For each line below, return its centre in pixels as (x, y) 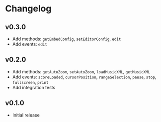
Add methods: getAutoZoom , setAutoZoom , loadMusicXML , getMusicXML (81, 71)
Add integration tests (34, 87)
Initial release (26, 115)
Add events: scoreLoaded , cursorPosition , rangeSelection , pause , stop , (84, 77)
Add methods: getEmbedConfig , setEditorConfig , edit (67, 39)
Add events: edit (30, 44)
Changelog (28, 9)
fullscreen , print (30, 82)
